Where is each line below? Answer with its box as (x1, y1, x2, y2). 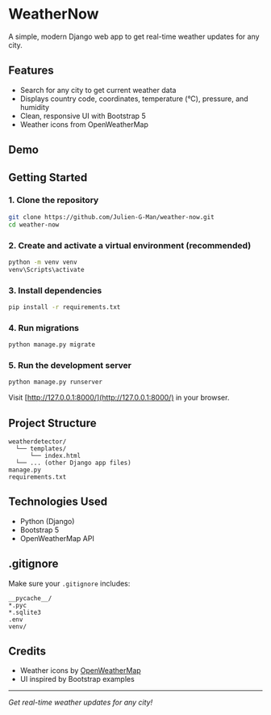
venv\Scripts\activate (8, 265, 85, 273)
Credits (8, 644, 47, 658)
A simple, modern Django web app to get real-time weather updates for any (8, 32, 260, 41)
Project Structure (8, 416, 97, 429)
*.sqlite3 (8, 608, 42, 616)
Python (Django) (19, 516, 75, 526)
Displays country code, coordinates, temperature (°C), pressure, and (19, 94, 248, 104)
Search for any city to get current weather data (19, 85, 177, 95)
